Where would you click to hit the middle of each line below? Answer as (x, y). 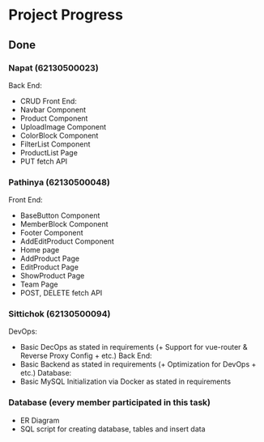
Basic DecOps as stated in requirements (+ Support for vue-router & (134, 347)
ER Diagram (40, 420)
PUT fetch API (44, 161)
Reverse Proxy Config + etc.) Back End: (86, 356)
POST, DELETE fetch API (61, 293)
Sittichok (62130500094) (60, 314)
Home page (40, 250)
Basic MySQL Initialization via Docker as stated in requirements (126, 381)
